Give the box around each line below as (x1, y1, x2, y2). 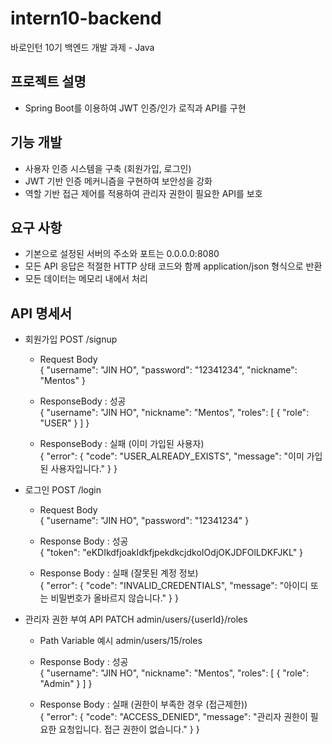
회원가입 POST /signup (24, 333, 118, 346)
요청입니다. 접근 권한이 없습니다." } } (58, 723, 200, 736)
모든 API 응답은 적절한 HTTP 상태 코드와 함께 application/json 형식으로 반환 (24, 260, 323, 272)
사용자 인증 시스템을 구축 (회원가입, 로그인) (24, 162, 192, 174)
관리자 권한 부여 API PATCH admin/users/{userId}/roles (24, 613, 248, 626)
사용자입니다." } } (50, 463, 118, 475)
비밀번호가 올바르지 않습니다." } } (50, 592, 179, 604)
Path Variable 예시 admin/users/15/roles (39, 635, 203, 647)
